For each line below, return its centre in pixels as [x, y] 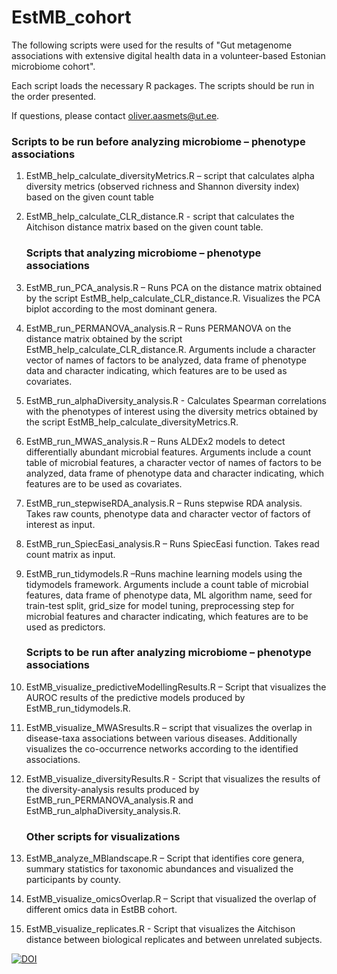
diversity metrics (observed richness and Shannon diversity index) [162, 187]
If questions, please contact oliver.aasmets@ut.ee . [115, 115]
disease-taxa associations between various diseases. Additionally [161, 738]
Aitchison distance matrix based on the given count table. [144, 227]
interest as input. [60, 524]
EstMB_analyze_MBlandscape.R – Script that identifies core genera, [165, 858]
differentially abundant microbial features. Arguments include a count [168, 452]
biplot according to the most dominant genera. [121, 308]
